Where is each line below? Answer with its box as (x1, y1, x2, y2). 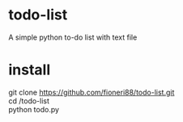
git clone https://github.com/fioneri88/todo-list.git (8, 87, 175, 97)
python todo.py (8, 104, 59, 114)
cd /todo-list (8, 95, 50, 106)
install (8, 61, 51, 79)
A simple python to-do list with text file (8, 32, 138, 42)
